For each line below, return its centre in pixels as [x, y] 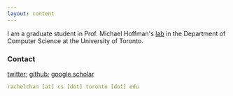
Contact [21, 58]
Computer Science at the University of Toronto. [75, 41]
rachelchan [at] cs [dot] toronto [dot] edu [73, 87]
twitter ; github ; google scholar [51, 74]
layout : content [31, 14]
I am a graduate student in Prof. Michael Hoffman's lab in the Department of [116, 33]
